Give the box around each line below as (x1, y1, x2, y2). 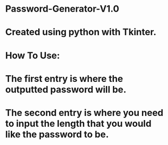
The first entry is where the (5, 73, 124, 84)
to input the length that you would (5, 118, 152, 129)
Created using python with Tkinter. (5, 26, 157, 38)
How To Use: (5, 49, 60, 61)
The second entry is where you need (5, 107, 163, 119)
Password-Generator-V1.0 (5, 3, 119, 15)
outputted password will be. (5, 83, 127, 95)
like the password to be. (5, 128, 109, 140)
